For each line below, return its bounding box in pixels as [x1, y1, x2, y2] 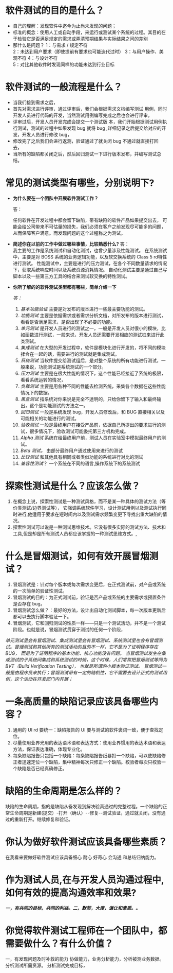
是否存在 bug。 [12, 600, 45, 606]
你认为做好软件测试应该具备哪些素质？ [5, 836, 168, 847]
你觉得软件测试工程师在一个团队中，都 [5, 925, 168, 937]
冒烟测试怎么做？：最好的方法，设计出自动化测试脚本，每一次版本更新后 [12, 607, 166, 613]
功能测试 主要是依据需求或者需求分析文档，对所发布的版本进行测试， [20, 312, 166, 318]
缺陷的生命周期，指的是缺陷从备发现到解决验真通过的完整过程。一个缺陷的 [5, 803, 163, 809]
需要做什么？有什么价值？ [5, 938, 114, 950]
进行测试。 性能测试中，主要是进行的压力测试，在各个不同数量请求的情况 [12, 260, 167, 266]
